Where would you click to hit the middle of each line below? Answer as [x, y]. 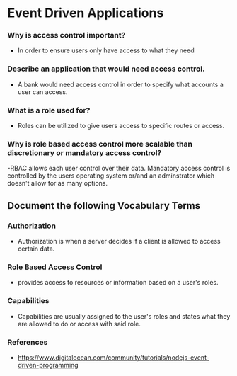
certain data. [36, 249]
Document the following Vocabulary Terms [104, 206]
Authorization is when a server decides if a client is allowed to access [119, 241]
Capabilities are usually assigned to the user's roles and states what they [124, 316]
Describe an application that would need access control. [106, 69]
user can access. [42, 92]
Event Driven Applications [86, 13]
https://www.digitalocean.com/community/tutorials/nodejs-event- [114, 357]
